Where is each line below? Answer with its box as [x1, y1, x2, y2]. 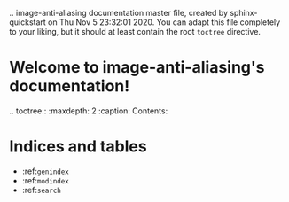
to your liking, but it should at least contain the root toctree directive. [9, 27, 262, 36]
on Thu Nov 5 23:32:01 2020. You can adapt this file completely [47, 17, 281, 27]
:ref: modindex [21, 175, 69, 185]
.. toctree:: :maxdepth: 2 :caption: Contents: [9, 105, 168, 116]
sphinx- [230, 8, 258, 18]
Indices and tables [9, 136, 148, 157]
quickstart [9, 17, 46, 27]
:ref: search [21, 184, 62, 195]
